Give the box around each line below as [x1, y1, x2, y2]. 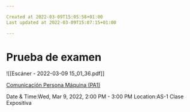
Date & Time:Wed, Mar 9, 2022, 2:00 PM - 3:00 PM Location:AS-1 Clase [6, 93, 184, 100]
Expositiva [6, 99, 32, 107]
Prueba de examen [6, 50, 102, 64]
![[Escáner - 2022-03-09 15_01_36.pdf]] [6, 70, 105, 77]
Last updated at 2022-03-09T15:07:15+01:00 [6, 19, 117, 26]
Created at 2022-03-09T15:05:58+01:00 [6, 14, 103, 20]
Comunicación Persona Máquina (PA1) [6, 82, 101, 89]
